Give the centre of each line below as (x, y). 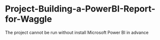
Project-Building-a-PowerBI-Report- (80, 9)
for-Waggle (28, 19)
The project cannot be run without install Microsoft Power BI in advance (77, 32)
